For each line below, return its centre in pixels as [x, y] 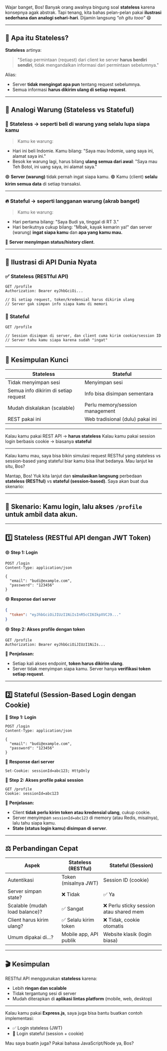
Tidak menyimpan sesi [34, 382]
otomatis [113, 926]
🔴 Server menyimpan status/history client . [50, 242]
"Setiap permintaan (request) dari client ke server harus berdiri [82, 60]
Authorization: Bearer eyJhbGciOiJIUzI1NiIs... [55, 644]
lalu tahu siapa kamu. [34, 823]
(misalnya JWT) [80, 883]
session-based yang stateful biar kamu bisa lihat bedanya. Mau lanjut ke [79, 461]
